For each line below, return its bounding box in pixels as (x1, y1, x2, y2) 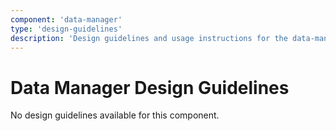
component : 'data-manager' (10, 14, 123, 25)
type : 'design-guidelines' (10, 24, 123, 34)
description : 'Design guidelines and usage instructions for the (10, 33, 288, 43)
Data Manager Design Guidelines (10, 76, 290, 99)
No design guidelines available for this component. (10, 109, 220, 121)
